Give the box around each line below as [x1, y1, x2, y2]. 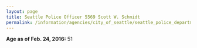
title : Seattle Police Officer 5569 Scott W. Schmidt [6, 14, 141, 20]
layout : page [6, 8, 38, 15]
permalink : [6, 19, 33, 25]
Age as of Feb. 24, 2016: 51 [6, 36, 73, 43]
